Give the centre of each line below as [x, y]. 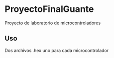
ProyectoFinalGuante [49, 9]
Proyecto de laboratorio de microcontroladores [53, 23]
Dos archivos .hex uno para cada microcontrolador [57, 50]
